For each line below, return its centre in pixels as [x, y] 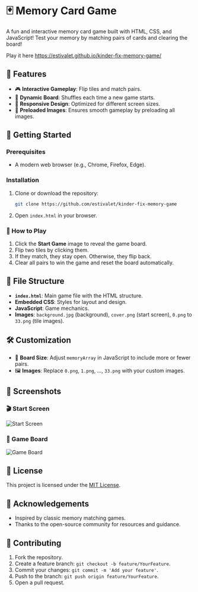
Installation [23, 180]
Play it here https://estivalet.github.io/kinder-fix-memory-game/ [84, 55]
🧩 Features [26, 74]
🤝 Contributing [34, 543]
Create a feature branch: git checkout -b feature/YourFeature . [92, 563]
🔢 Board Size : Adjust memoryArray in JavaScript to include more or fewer [103, 357]
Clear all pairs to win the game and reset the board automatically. [94, 262]
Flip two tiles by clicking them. [52, 250]
